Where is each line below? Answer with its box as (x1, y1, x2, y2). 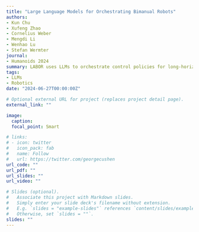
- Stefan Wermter (6, 47, 49, 53)
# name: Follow (6, 151, 49, 157)
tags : (6, 69, 20, 75)
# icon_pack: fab (6, 146, 54, 152)
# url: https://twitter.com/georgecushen (6, 156, 115, 162)
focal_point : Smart (11, 124, 60, 130)
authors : (6, 14, 28, 20)
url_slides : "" (6, 173, 44, 179)
